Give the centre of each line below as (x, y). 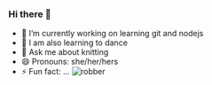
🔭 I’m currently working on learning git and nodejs (112, 34)
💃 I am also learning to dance (74, 42)
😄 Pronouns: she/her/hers (70, 62)
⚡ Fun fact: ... (45, 72)
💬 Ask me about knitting (65, 52)
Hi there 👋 (30, 14)
